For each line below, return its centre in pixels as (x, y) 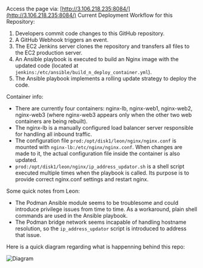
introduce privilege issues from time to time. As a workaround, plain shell (106, 209)
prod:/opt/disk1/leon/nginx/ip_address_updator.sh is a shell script (100, 166)
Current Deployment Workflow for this (125, 15)
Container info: (25, 97)
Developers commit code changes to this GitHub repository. (90, 33)
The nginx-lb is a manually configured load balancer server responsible (104, 128)
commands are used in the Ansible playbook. (72, 216)
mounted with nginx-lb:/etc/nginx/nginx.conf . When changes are (99, 147)
